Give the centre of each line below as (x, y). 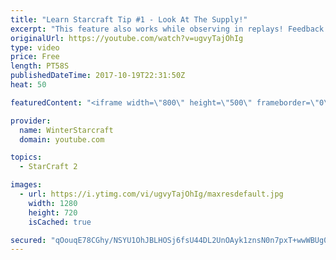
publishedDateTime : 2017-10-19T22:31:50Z (98, 76)
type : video (35, 47)
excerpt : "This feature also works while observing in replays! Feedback (167, 29)
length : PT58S (40, 66)
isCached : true (60, 222)
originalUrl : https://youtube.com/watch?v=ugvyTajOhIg (127, 38)
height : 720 (53, 212)
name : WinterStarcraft (66, 130)
